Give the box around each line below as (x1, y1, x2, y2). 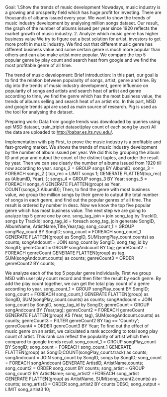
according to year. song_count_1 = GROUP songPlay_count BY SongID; (5, 286, 149, 292)
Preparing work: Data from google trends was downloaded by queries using (5, 119, 161, 124)
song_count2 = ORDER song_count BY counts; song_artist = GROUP (5, 365, 145, 371)
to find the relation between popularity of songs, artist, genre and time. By (5, 77, 157, 83)
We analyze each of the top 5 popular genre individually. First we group (5, 270, 152, 276)
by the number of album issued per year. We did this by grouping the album (5, 149, 160, 155)
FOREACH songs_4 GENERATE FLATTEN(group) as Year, (5, 181, 121, 187)
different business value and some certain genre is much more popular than (5, 47, 161, 52)
